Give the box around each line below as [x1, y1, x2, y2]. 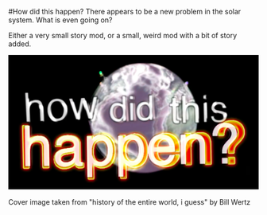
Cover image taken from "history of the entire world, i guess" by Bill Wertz [8, 197, 251, 206]
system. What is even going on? [8, 15, 113, 25]
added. [8, 39, 32, 49]
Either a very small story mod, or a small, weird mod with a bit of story [8, 31, 238, 40]
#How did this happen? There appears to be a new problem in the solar [8, 7, 242, 16]
